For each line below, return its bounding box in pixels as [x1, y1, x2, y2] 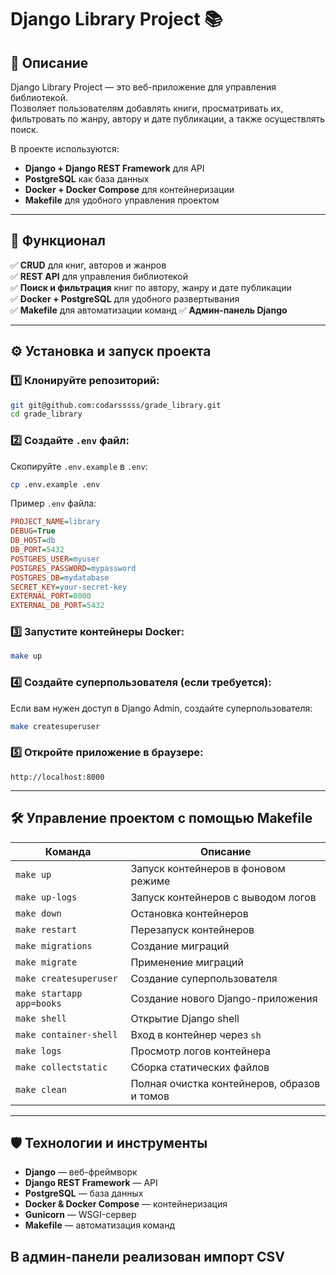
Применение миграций [130, 955, 244, 969]
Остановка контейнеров [130, 906, 249, 920]
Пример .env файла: [10, 497, 97, 510]
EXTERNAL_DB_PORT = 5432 [10, 601, 105, 611]
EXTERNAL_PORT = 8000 [10, 591, 92, 601]
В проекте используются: [10, 143, 120, 155]
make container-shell [15, 1029, 118, 1040]
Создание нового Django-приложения [130, 991, 318, 1005]
